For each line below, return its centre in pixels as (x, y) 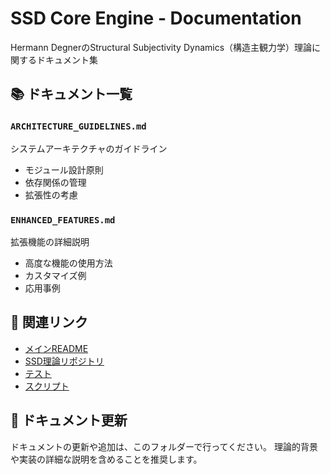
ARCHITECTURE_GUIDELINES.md (78, 126)
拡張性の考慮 (51, 194)
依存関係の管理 (55, 182)
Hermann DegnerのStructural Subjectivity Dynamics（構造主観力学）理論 (161, 47)
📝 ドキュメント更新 (69, 420)
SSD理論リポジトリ (64, 361)
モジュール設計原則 (64, 169)
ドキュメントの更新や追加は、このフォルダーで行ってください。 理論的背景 (164, 446)
